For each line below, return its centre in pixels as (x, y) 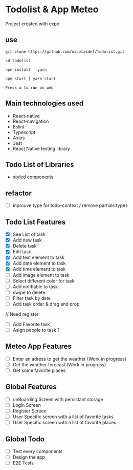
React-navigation (31, 121)
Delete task (25, 246)
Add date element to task (39, 264)
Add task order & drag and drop (46, 304)
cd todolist (18, 61)
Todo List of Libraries (40, 165)
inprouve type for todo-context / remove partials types (70, 205)
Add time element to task (39, 269)
